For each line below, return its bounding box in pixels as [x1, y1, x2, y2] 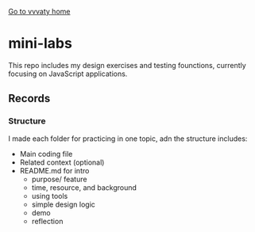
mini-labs [8, 35, 73, 52]
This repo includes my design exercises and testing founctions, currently [8, 60, 246, 70]
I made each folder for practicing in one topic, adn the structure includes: [8, 134, 248, 143]
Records [8, 92, 51, 105]
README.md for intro [19, 165, 90, 175]
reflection [31, 216, 64, 226]
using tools [31, 191, 68, 200]
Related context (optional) [19, 158, 105, 167]
